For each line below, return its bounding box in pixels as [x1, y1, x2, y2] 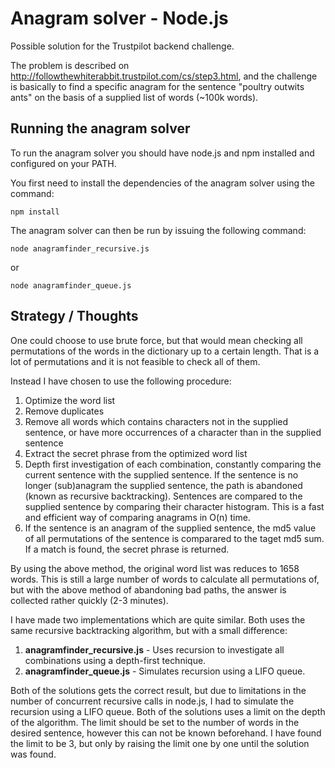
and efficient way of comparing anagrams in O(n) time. [24, 511, 251, 523]
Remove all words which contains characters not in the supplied [24, 415, 289, 427]
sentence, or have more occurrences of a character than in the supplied [24, 426, 322, 438]
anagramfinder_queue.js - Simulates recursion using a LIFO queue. [24, 665, 306, 677]
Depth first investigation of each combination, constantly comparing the [24, 458, 322, 470]
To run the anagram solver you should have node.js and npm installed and [10, 147, 315, 159]
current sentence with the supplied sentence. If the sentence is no [24, 468, 299, 481]
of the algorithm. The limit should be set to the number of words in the [10, 716, 300, 728]
